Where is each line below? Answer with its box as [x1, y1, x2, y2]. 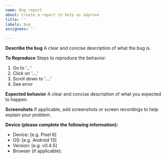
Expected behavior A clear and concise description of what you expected [5, 91, 161, 97]
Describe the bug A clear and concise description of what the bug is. [5, 45, 151, 51]
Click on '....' [12, 70, 39, 77]
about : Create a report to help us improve [5, 12, 100, 17]
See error [12, 81, 33, 87]
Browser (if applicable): [12, 148, 62, 154]
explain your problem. [5, 112, 51, 118]
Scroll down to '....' [12, 76, 52, 82]
